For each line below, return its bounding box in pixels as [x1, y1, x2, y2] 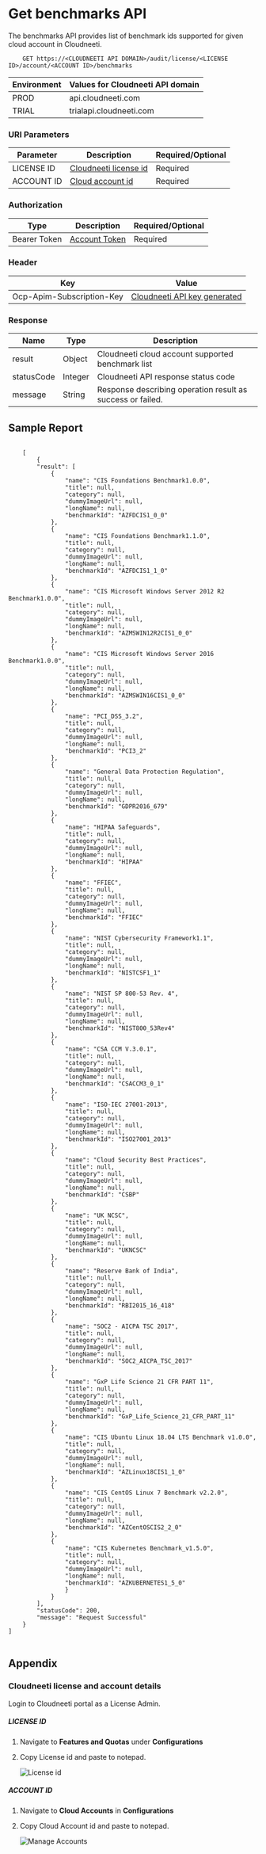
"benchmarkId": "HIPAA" [64, 857, 144, 866]
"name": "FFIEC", [64, 879, 123, 887]
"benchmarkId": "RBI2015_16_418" [64, 1301, 176, 1310]
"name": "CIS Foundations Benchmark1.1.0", [64, 532, 211, 540]
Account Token [70, 233, 127, 244]
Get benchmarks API [8, 5, 147, 23]
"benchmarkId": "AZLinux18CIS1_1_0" [64, 1467, 186, 1476]
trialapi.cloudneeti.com [69, 105, 154, 116]
